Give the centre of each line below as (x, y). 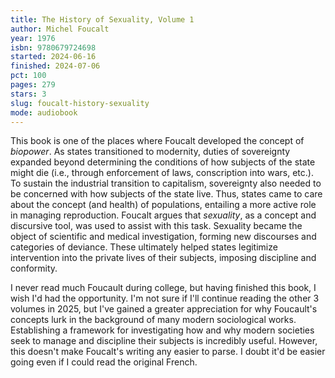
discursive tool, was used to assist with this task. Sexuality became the (156, 226)
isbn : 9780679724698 (53, 47)
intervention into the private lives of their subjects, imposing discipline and (163, 258)
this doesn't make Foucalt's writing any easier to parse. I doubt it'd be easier (168, 352)
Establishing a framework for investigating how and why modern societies (162, 330)
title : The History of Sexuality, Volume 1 (102, 19)
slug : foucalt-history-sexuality (80, 103)
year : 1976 (33, 38)
